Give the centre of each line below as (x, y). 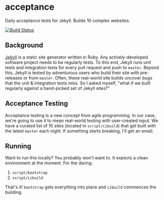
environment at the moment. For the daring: (49, 163)
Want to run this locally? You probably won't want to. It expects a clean (77, 158)
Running (18, 146)
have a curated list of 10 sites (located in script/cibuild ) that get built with (81, 125)
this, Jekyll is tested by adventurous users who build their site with (72, 73)
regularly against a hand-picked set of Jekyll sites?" (58, 88)
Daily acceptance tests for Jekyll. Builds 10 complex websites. (68, 20)
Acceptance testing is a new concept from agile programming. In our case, (81, 115)
